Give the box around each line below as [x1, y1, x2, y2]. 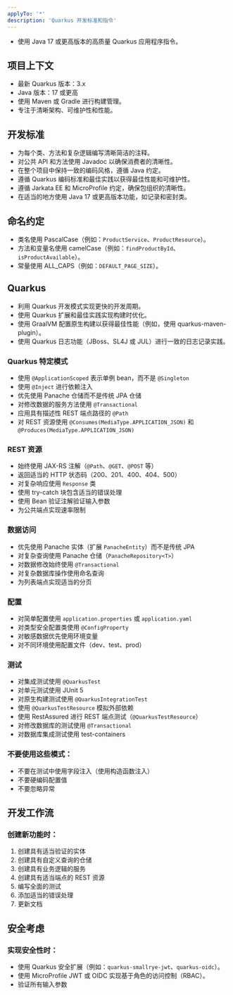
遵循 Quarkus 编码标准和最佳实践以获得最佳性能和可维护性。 [17, 175, 194, 184]
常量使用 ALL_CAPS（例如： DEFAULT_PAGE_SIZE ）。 [17, 261, 163, 270]
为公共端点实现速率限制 [17, 506, 86, 514]
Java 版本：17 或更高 [17, 89, 79, 97]
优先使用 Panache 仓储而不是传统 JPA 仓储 [17, 391, 142, 400]
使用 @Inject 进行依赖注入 [17, 383, 93, 391]
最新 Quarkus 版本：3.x [17, 80, 86, 88]
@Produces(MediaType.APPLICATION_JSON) [17, 427, 135, 434]
